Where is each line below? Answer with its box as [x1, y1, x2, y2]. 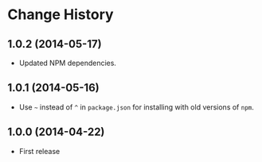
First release [18, 146, 61, 156]
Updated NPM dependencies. [18, 58, 117, 67]
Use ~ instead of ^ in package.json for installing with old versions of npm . [18, 102, 254, 112]
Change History [7, 6, 114, 24]
